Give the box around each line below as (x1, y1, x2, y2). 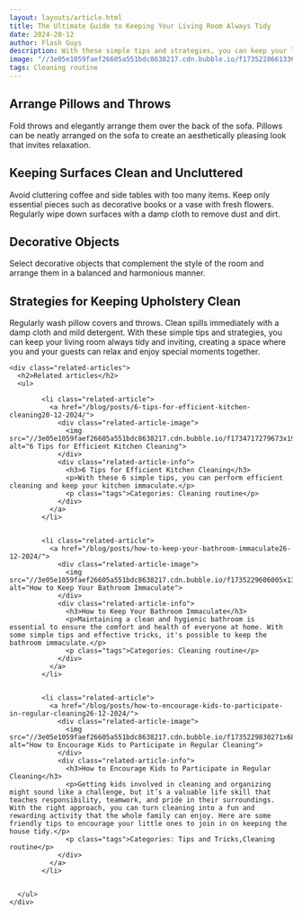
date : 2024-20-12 (9, 30, 75, 39)
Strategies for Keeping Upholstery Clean (9, 294, 241, 309)
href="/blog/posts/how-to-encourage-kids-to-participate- (61, 701, 283, 710)
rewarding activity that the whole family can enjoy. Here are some (9, 812, 271, 821)
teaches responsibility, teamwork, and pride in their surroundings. (9, 796, 276, 805)
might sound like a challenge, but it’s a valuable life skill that (9, 787, 271, 797)
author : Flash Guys (9, 38, 83, 48)
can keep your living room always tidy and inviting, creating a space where (9, 337, 286, 348)
